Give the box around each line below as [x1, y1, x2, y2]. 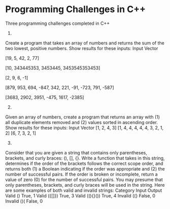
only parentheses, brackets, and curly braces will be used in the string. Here [5, 182, 165, 188]
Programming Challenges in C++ [5, 4, 146, 15]
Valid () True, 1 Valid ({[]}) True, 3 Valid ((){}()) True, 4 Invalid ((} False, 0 [5, 192, 156, 198]
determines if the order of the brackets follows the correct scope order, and [5, 160, 163, 166]
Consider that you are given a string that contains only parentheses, [5, 149, 147, 155]
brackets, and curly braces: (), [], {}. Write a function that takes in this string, [5, 155, 165, 161]
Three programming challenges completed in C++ [5, 20, 110, 26]
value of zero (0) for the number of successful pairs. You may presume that [5, 176, 163, 183]
